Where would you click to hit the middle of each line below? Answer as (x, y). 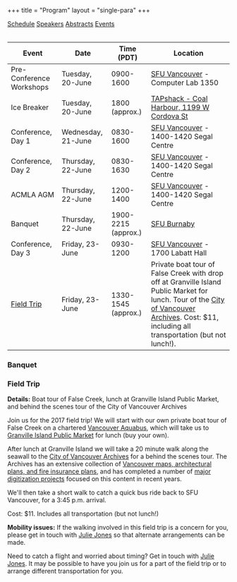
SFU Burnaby (173, 224)
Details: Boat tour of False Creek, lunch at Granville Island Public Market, (113, 399)
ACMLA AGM (32, 195)
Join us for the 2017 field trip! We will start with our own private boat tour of (117, 420)
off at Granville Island (186, 282)
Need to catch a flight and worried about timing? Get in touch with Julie (111, 556)
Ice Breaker (30, 107)
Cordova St (169, 116)
